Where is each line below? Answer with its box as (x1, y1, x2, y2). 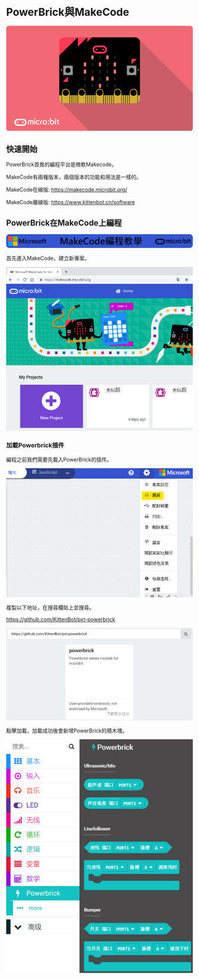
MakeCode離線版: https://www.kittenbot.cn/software (6, 199, 135, 206)
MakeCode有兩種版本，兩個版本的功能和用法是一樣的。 (6, 173, 142, 181)
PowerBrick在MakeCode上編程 (6, 218, 122, 228)
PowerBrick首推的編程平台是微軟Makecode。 (6, 161, 117, 168)
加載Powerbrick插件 (6, 441, 65, 450)
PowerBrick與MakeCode (6, 5, 129, 19)
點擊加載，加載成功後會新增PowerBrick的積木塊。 (6, 727, 128, 734)
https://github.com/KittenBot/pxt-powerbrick (6, 615, 115, 623)
